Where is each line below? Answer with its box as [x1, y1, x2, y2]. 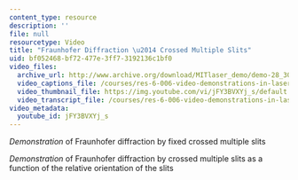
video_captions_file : [17, 79, 98, 88]
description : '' [9, 21, 69, 30]
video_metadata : [9, 104, 69, 113]
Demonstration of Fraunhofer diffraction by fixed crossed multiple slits [9, 137, 266, 147]
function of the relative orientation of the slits [9, 163, 175, 174]
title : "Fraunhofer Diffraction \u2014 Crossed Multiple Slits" [9, 46, 252, 55]
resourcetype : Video [9, 37, 86, 47]
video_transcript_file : [17, 95, 105, 105]
